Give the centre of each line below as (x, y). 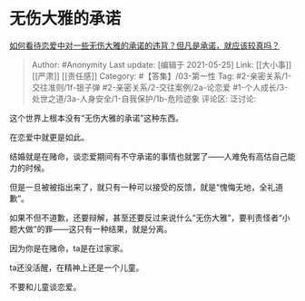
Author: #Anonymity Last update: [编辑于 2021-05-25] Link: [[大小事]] (162, 64)
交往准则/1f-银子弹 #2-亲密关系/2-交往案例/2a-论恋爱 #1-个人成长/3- (160, 87)
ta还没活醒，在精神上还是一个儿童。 (77, 267)
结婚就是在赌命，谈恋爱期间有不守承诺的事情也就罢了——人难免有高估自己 (148, 156)
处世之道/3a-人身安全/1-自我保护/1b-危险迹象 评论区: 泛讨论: (144, 98)
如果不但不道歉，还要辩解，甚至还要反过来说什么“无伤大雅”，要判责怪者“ (146, 218)
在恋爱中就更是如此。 (49, 137)
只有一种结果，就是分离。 (124, 228)
